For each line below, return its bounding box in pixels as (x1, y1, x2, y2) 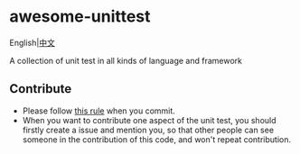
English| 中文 (9, 37, 56, 48)
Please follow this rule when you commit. (22, 105, 176, 116)
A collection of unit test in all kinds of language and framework (9, 55, 242, 66)
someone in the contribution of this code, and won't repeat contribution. (22, 133, 292, 145)
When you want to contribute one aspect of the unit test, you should (22, 114, 277, 125)
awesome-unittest (9, 6, 151, 27)
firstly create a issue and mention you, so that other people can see (22, 124, 274, 135)
